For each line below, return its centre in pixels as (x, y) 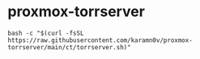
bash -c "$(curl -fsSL (46, 33)
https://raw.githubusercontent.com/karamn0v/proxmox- (100, 40)
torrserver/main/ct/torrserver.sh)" (69, 47)
